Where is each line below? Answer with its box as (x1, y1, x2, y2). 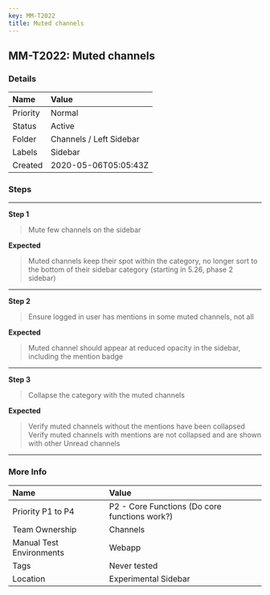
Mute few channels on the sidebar (27, 225, 141, 235)
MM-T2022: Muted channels (8, 49, 155, 63)
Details (8, 73, 37, 84)
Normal (51, 108, 79, 119)
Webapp (108, 542, 141, 553)
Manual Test (12, 536, 59, 548)
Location (12, 572, 46, 584)
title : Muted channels (8, 19, 84, 27)
